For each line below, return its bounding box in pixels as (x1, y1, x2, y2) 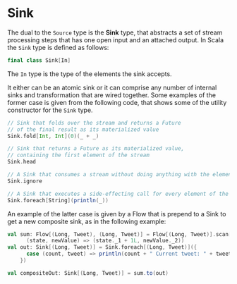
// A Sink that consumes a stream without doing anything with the (7, 171, 210, 178)
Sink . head (7, 159, 37, 166)
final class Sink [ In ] (7, 56, 71, 64)
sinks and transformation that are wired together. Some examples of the (7, 90, 217, 99)
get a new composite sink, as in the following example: (7, 217, 166, 226)
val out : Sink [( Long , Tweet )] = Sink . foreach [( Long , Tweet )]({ (7, 244, 197, 251)
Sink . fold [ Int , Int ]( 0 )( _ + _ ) (7, 132, 99, 140)
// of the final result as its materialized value (7, 125, 159, 133)
